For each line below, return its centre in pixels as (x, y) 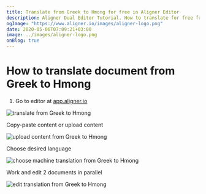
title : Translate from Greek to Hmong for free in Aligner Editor (93, 12)
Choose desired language (39, 149)
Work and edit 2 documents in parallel (54, 172)
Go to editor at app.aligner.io (51, 101)
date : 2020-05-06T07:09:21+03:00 (49, 29)
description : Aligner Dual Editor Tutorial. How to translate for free (100, 18)
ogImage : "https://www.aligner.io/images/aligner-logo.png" (85, 23)
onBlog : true (23, 41)
